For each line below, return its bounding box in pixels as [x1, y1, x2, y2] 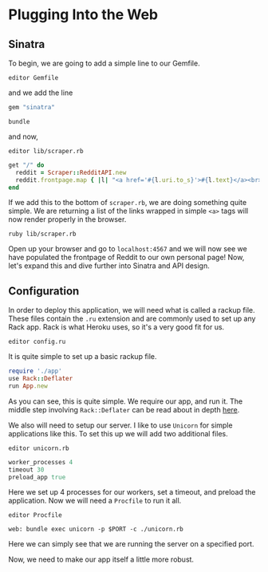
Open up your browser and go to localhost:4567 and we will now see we [8, 244, 247, 254]
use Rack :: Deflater [8, 375, 73, 383]
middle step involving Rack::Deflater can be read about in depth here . [8, 404, 240, 414]
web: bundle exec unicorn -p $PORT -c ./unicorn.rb [8, 525, 183, 534]
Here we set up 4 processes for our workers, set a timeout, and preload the [8, 487, 257, 497]
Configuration [8, 284, 80, 298]
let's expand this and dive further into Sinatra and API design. [8, 261, 210, 270]
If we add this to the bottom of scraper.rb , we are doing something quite [8, 198, 247, 207]
